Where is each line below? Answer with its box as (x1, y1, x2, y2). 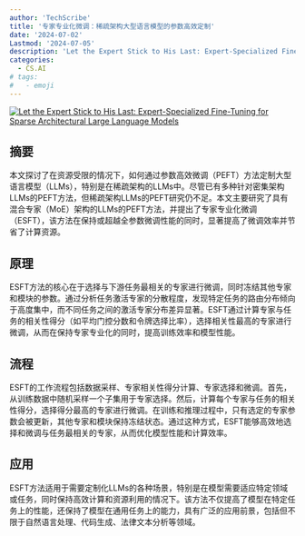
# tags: (9, 73, 39, 82)
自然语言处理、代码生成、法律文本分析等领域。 (25, 516, 201, 527)
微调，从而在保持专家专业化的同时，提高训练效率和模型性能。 (9, 327, 241, 338)
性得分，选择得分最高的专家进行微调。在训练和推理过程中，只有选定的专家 (9, 405, 288, 416)
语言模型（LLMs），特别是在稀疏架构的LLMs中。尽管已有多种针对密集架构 (9, 181, 285, 192)
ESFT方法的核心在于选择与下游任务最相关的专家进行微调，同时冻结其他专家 (9, 282, 292, 293)
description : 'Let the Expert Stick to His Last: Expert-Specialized (9, 47, 279, 56)
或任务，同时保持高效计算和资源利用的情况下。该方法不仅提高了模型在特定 (9, 493, 288, 504)
